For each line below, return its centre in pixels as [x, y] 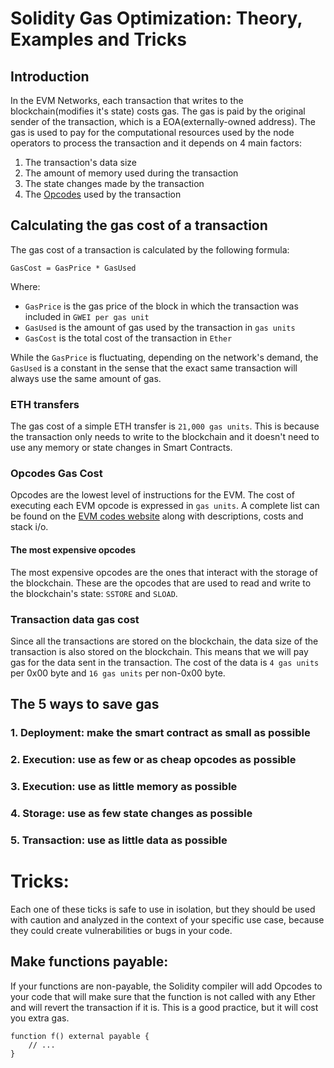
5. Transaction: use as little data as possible [119, 840]
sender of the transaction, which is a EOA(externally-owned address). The [163, 121]
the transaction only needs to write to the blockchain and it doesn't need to [165, 437]
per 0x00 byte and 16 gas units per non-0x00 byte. [118, 673]
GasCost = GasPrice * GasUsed [73, 268]
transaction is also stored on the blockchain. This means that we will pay [159, 651]
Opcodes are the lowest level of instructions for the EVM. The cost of [152, 495]
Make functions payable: [89, 962]
